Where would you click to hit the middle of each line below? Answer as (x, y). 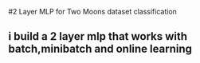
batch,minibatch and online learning (100, 49)
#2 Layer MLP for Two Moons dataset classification (93, 12)
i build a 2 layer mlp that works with (98, 36)
